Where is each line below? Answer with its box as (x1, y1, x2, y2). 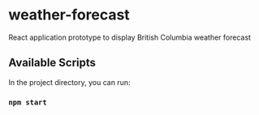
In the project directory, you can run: (8, 77, 131, 87)
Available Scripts (8, 56, 96, 70)
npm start (8, 97, 47, 107)
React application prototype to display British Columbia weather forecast (8, 32, 252, 42)
